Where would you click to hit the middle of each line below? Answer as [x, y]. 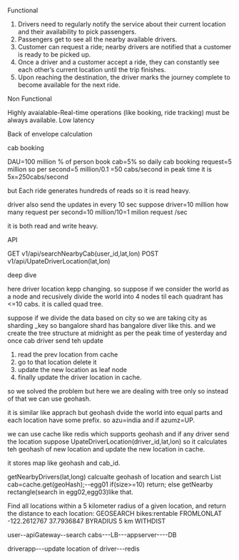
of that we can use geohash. [49, 399]
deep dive [22, 275]
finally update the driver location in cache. [80, 377]
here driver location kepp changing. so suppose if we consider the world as [118, 289]
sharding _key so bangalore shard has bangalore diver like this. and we [112, 325]
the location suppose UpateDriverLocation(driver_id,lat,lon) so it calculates [117, 441]
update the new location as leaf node [72, 370]
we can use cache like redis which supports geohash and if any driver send [118, 434]
